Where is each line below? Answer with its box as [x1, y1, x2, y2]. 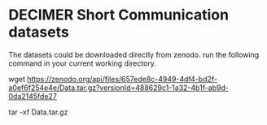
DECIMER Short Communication [8, 6, 230, 24]
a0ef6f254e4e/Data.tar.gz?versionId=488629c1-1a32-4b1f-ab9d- [8, 83, 230, 93]
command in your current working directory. [8, 58, 157, 68]
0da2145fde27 [8, 91, 57, 101]
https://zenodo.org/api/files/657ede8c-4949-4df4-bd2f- [27, 74, 218, 84]
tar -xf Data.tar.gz [8, 107, 68, 117]
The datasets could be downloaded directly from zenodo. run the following [8, 50, 260, 59]
